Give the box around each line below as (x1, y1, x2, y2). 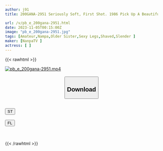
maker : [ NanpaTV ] (5, 38, 42, 44)
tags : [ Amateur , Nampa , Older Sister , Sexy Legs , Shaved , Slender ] (5, 34, 136, 39)
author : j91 (5, 7, 29, 12)
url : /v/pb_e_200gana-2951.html (5, 20, 70, 25)
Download (67, 86, 96, 93)
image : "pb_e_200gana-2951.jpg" (5, 30, 70, 35)
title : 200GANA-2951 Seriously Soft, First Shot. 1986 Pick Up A (5, 12, 140, 17)
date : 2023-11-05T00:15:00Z (5, 25, 62, 30)
